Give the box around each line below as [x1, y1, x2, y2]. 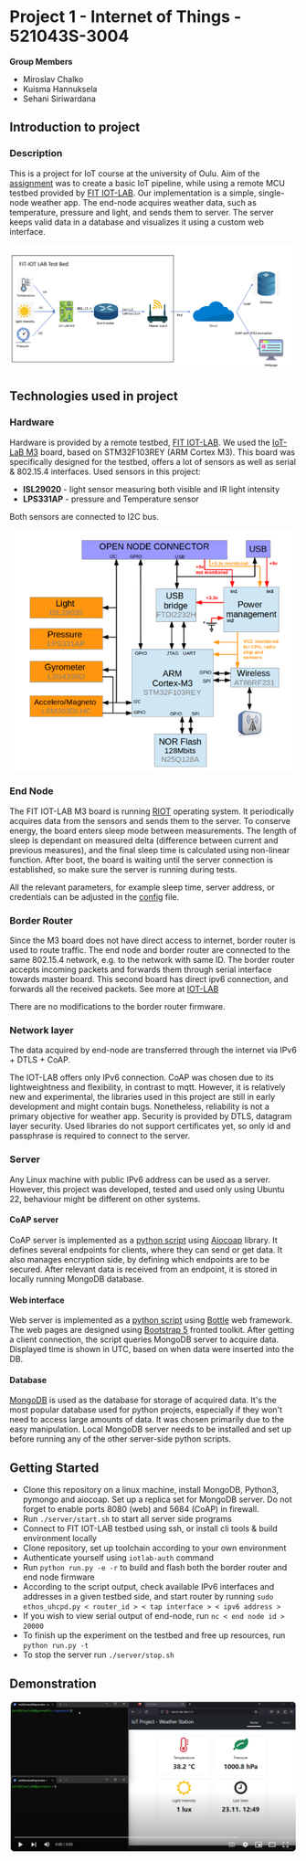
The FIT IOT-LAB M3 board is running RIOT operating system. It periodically [9, 806, 294, 817]
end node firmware [22, 1571, 95, 1582]
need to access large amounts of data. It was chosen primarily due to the [9, 1414, 285, 1425]
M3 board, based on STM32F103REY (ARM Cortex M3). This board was [26, 446, 295, 458]
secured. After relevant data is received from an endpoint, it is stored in [9, 1264, 278, 1274]
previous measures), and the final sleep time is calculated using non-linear [9, 844, 290, 855]
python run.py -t [22, 1642, 90, 1651]
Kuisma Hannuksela [22, 83, 98, 94]
